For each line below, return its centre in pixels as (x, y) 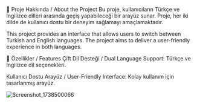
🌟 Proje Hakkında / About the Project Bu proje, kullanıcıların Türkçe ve (93, 9)
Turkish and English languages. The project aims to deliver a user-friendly (98, 40)
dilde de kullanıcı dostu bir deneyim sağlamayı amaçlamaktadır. (85, 22)
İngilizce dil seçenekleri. (36, 65)
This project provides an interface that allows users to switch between (94, 34)
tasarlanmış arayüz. (31, 83)
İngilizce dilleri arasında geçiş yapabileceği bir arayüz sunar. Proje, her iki (97, 16)
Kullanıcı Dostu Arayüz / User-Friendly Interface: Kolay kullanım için (90, 76)
